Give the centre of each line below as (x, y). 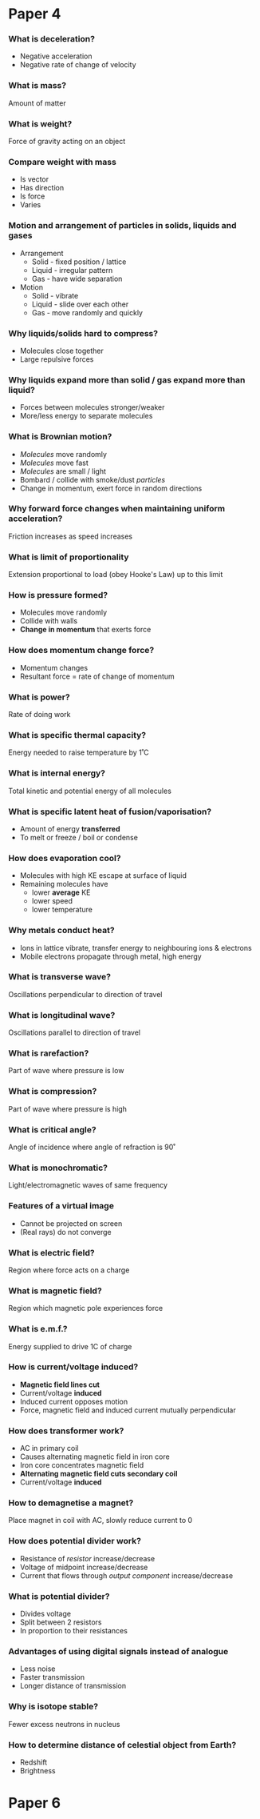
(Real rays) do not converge (65, 1232)
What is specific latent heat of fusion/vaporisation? (110, 811)
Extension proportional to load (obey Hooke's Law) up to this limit (116, 575)
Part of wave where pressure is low (66, 1071)
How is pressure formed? (58, 595)
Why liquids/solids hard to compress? (83, 333)
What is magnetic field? (55, 1291)
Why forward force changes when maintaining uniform (117, 509)
